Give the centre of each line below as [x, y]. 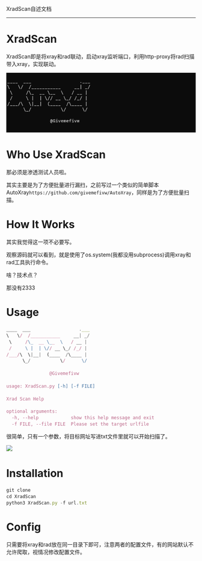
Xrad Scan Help [25, 399]
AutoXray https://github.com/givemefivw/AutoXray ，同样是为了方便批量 [95, 193]
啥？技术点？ [22, 275]
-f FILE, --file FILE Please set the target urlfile [80, 424]
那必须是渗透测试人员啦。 [38, 172]
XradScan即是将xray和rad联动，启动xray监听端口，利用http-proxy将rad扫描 [100, 56]
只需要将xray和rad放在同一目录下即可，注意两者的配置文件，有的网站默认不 [100, 544]
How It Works [41, 225]
